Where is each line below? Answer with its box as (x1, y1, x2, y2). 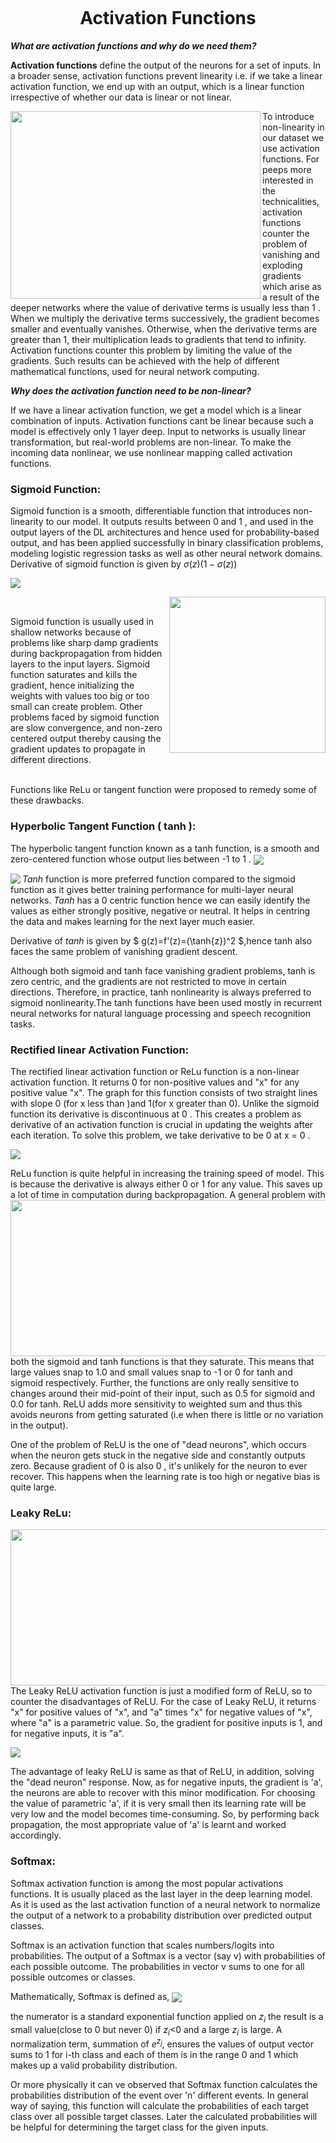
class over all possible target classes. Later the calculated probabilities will (10, 2111, 318, 2123)
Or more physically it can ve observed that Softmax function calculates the (10, 2079, 318, 2091)
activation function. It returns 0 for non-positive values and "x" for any (10, 1076, 300, 1088)
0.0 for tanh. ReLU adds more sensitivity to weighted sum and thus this (10, 1398, 303, 1410)
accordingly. (10, 1829, 62, 1842)
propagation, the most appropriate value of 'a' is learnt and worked (10, 1819, 287, 1831)
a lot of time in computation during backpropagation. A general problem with (10, 1189, 326, 1200)
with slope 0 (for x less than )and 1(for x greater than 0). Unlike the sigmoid (10, 1098, 320, 1109)
